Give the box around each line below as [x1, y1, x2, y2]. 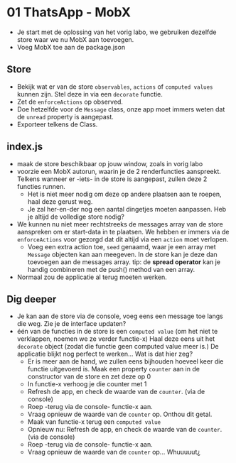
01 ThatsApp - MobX [6, 4, 132, 21]
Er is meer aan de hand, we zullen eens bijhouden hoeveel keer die [27, 357, 224, 366]
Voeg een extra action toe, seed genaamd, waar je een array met [27, 242, 216, 251]
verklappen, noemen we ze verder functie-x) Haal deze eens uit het [16, 334, 215, 343]
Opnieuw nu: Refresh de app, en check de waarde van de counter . [27, 425, 222, 434]
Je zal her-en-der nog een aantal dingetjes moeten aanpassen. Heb [27, 205, 227, 213]
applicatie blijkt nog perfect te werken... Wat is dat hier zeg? [16, 349, 193, 359]
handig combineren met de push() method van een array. [27, 265, 195, 273]
